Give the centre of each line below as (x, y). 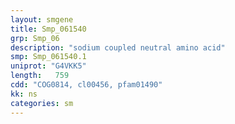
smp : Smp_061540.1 (48, 57)
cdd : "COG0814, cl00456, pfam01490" (86, 85)
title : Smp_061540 (48, 29)
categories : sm (42, 103)
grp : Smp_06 (35, 38)
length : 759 (40, 76)
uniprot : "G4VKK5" (48, 66)
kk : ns (24, 94)
